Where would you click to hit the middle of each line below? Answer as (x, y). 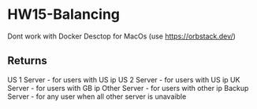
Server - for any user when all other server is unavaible (97, 96)
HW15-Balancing (63, 15)
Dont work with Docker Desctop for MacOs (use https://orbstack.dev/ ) (121, 36)
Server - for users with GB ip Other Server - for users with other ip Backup (128, 88)
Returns (28, 61)
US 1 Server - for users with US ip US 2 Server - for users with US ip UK (124, 79)
